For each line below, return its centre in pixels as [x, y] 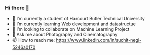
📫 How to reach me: [33, 40]
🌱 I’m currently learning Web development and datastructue [74, 24]
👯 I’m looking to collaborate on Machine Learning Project [71, 29]
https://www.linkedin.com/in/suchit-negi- [99, 40]
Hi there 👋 [17, 8]
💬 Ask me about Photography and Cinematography [65, 35]
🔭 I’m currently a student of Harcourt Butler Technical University [79, 19]
